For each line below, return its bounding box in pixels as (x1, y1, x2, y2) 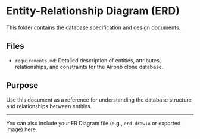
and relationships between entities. (6, 102, 92, 109)
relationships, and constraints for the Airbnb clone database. (14, 63, 164, 70)
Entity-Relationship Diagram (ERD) (6, 4, 180, 18)
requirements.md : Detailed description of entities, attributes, (14, 56, 161, 64)
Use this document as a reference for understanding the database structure (6, 96, 192, 103)
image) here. (6, 126, 37, 133)
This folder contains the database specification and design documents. (6, 24, 181, 31)
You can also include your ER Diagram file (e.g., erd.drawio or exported (6, 119, 181, 127)
